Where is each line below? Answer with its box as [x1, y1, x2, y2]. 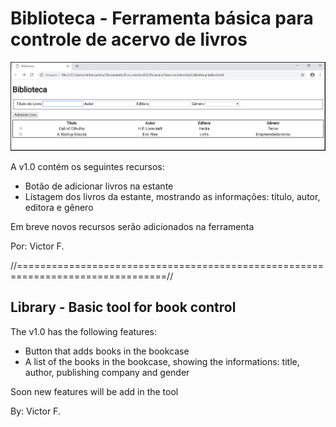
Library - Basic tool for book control [10, 299, 237, 316]
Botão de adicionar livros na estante [24, 180, 174, 192]
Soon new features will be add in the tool [10, 385, 179, 397]
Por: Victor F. [10, 240, 65, 252]
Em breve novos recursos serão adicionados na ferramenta [10, 220, 255, 232]
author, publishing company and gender [24, 366, 190, 378]
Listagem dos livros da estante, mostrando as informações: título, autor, [24, 190, 321, 202]
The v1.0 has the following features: [10, 325, 157, 337]
